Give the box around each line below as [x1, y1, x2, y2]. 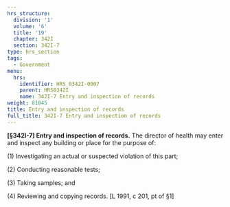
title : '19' [13, 29, 48, 36]
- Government [13, 61, 51, 68]
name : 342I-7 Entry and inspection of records [19, 94, 155, 100]
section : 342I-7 [13, 42, 60, 49]
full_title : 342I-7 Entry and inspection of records [7, 112, 161, 119]
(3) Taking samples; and [7, 178, 76, 186]
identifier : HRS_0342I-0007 [19, 80, 100, 87]
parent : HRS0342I [19, 87, 69, 94]
